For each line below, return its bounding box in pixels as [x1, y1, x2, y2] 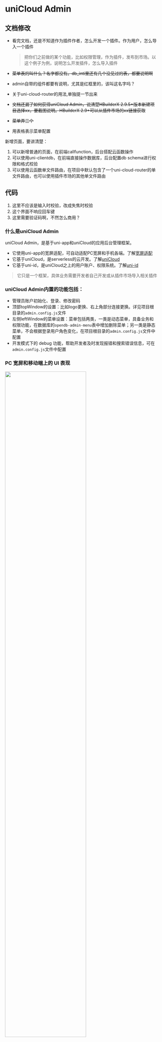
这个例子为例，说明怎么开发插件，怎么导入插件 [24, 60, 118, 66]
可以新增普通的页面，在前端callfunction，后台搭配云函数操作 [12, 149, 133, 154]
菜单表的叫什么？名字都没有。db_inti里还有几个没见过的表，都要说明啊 [12, 70, 153, 76]
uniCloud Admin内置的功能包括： [5, 286, 84, 293]
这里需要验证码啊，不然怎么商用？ [12, 215, 81, 220]
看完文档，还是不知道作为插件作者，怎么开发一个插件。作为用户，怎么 [12, 38, 153, 43]
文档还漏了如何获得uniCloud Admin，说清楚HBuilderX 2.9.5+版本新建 [12, 101, 151, 107]
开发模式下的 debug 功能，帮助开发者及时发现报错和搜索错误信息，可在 [12, 340, 155, 346]
